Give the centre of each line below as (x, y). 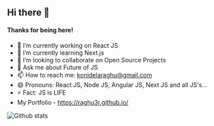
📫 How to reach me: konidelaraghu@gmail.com (84, 75)
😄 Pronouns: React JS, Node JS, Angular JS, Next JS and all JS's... (112, 85)
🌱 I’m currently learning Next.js (61, 53)
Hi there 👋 (28, 13)
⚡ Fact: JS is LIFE (41, 92)
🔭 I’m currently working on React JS (67, 45)
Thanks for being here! (40, 30)
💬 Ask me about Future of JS (57, 67)
